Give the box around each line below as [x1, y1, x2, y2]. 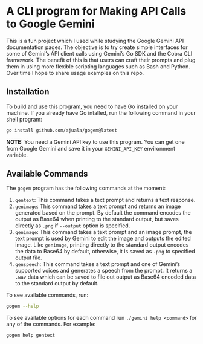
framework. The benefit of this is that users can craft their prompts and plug [6, 56, 196, 63]
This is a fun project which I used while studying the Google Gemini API [6, 37, 184, 44]
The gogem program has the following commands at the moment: [6, 184, 166, 192]
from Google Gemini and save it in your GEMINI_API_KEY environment [6, 144, 175, 152]
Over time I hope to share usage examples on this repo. [6, 69, 144, 76]
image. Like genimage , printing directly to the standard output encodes [14, 241, 189, 248]
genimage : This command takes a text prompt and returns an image [14, 203, 181, 210]
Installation [6, 86, 50, 97]
